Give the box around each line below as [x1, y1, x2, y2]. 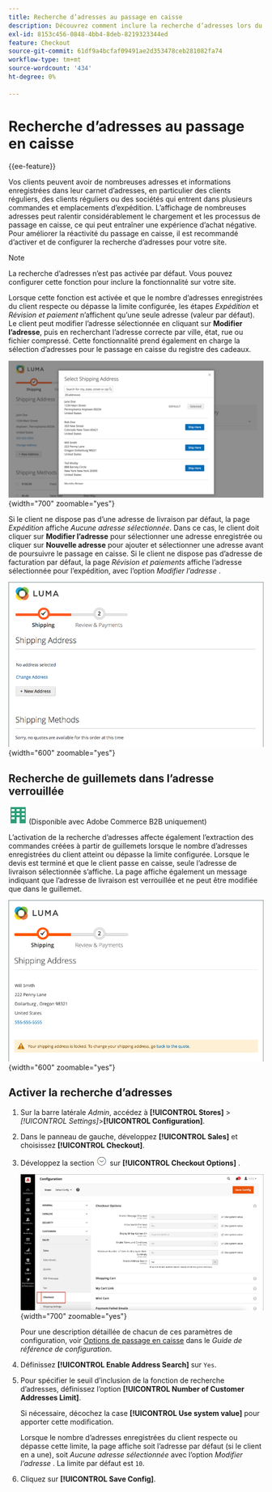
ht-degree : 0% [8, 73, 57, 81]
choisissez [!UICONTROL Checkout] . [19, 1140, 145, 1150]
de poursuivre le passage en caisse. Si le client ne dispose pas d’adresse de [8, 549, 263, 558]
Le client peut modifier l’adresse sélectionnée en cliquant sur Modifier [8, 318, 243, 328]
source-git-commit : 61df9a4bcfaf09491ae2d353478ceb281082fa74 [8, 47, 223, 56]
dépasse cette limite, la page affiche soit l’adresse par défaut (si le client [19, 1441, 261, 1451]
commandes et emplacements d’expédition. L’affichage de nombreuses [8, 202, 247, 212]
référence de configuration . [19, 1344, 113, 1354]
